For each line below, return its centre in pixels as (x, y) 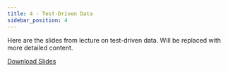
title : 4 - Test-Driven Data (50, 14)
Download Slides (32, 61)
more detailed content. (40, 48)
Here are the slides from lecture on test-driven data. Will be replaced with (114, 40)
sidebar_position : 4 (38, 20)
